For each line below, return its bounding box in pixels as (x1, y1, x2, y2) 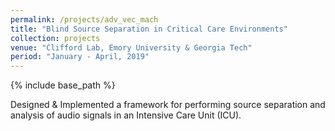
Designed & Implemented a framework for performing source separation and (10, 99, 326, 111)
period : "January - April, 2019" (10, 52, 150, 62)
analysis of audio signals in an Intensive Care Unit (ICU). (10, 109, 242, 121)
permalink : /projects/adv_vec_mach (10, 14, 159, 25)
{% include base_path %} (10, 79, 116, 91)
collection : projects (10, 33, 101, 43)
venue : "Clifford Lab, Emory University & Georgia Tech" (10, 42, 253, 53)
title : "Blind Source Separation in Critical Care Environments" (10, 24, 288, 34)
